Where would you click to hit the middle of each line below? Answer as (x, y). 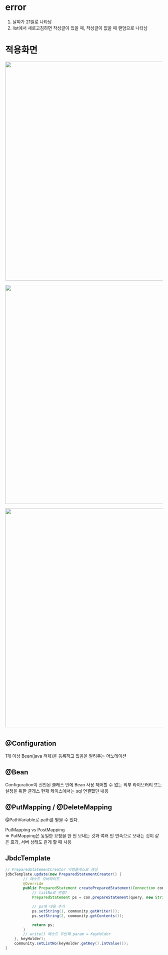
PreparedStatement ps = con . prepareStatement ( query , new (92, 897)
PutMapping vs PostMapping (35, 830)
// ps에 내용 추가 (48, 907)
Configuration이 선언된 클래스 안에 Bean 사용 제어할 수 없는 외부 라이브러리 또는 (84, 785)
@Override (33, 883)
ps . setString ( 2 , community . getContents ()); (78, 916)
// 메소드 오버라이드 (41, 879)
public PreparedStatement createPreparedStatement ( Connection (89, 888)
